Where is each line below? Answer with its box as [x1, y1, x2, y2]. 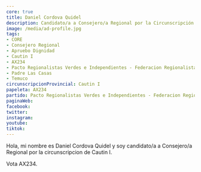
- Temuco [6, 76, 28, 82]
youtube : [6, 120, 28, 126]
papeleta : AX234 [6, 87, 47, 93]
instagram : [6, 114, 33, 120]
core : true [6, 8, 33, 15]
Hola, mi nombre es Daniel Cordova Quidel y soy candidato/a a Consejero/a [6, 142, 193, 149]
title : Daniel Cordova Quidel [6, 14, 82, 20]
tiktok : [6, 126, 26, 132]
